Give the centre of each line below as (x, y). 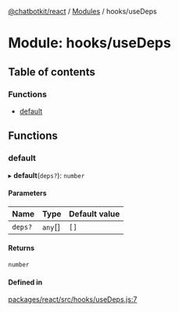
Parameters (27, 193)
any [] (51, 227)
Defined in (25, 282)
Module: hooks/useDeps (90, 43)
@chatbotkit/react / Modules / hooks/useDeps (83, 11)
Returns (21, 248)
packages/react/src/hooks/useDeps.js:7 (73, 299)
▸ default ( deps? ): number (47, 175)
